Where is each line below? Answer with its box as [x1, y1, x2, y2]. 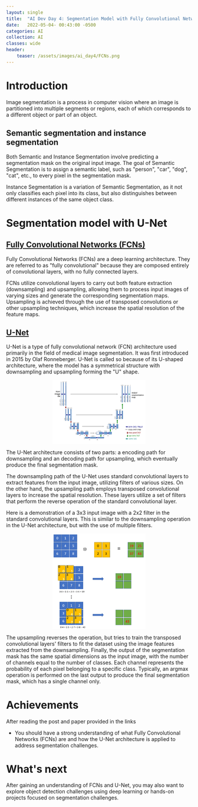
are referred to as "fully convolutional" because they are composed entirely [6, 262, 190, 269]
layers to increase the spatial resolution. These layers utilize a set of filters [6, 492, 186, 499]
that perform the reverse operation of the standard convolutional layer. [6, 498, 177, 505]
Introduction [6, 79, 68, 92]
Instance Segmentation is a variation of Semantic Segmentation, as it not [6, 183, 183, 190]
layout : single [6, 9, 44, 15]
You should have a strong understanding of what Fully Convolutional [14, 729, 181, 736]
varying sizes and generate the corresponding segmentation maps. [6, 292, 169, 299]
